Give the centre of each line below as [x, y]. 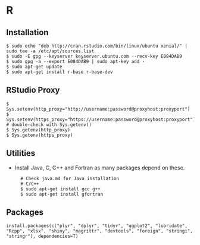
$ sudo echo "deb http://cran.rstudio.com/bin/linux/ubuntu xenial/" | [97, 46]
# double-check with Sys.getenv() [49, 125]
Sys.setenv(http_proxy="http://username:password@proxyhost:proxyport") [98, 109]
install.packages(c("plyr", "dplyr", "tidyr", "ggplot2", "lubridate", [97, 226]
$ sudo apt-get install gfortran [62, 194]
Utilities [21, 153]
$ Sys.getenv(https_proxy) [40, 135]
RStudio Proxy [33, 90]
